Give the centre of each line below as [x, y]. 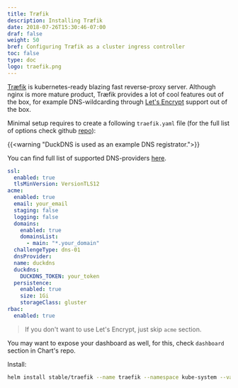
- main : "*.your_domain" [63, 244]
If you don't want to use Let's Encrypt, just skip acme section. [113, 329]
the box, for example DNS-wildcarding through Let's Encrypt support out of [118, 102]
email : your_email [41, 204]
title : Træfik [28, 14]
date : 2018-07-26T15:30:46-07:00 [57, 27]
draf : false [25, 34]
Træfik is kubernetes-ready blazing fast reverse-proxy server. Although [112, 86]
